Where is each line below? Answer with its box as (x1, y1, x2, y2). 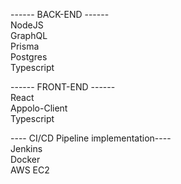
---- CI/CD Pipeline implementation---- (10, 132, 172, 144)
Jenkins (10, 143, 43, 154)
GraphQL (10, 30, 48, 41)
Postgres (10, 51, 48, 63)
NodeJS (10, 19, 44, 31)
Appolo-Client (10, 102, 68, 114)
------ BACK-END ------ (10, 9, 110, 20)
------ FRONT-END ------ (10, 81, 116, 93)
